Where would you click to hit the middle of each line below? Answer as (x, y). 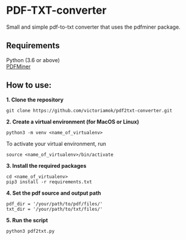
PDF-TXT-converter (56, 10)
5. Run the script (27, 220)
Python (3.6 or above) (33, 60)
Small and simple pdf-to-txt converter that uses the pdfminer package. (93, 27)
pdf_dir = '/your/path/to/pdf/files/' (54, 204)
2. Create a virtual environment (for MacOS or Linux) (73, 121)
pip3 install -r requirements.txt (49, 182)
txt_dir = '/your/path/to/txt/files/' (54, 209)
